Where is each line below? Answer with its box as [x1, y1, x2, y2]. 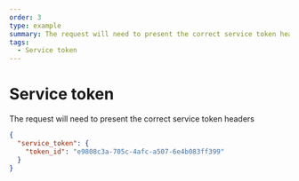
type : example [9, 21, 62, 30]
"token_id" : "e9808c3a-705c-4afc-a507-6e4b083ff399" [25, 147, 225, 156]
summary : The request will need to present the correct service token [9, 29, 277, 38]
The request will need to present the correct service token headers [9, 114, 255, 124]
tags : [9, 37, 29, 47]
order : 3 [9, 12, 42, 22]
